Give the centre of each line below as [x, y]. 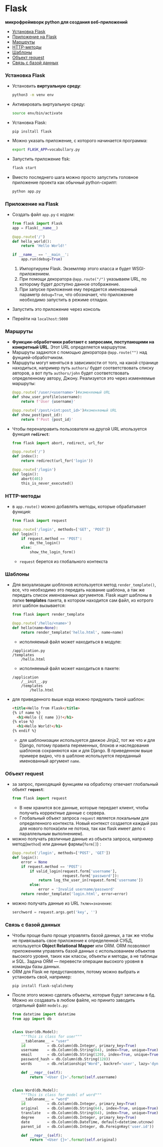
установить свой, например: [42, 977]
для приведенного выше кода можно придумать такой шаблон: [78, 699]
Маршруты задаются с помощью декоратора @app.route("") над [80, 352]
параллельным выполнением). [51, 834]
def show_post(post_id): [37, 415]
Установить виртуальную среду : [47, 86]
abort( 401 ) [32, 479]
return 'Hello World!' [44, 246]
